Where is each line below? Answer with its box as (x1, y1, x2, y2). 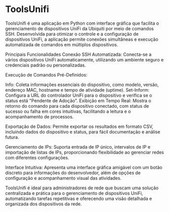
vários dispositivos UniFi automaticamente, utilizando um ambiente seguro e (5, 56, 164, 62)
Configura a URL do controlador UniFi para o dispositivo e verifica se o (5, 92, 152, 98)
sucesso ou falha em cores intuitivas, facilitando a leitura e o (5, 108, 131, 114)
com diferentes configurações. (5, 155, 70, 161)
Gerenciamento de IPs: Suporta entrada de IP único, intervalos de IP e (5, 144, 150, 150)
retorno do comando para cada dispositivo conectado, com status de (5, 103, 149, 109)
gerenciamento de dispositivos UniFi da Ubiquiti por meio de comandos (5, 25, 154, 31)
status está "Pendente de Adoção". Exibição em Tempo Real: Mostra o (5, 97, 151, 104)
